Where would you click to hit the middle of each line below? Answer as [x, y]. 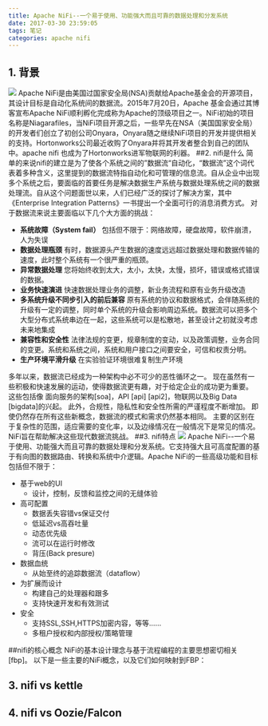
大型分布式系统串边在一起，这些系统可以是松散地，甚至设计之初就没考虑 [138, 319]
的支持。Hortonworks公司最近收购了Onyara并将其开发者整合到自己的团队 [129, 143]
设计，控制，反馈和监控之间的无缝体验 [95, 494]
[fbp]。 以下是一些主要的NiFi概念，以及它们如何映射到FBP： [107, 661]
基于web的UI [41, 483]
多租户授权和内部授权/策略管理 [82, 633]
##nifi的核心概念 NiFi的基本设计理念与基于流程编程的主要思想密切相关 [123, 650]
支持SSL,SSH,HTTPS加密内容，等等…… [97, 623]
